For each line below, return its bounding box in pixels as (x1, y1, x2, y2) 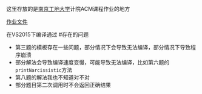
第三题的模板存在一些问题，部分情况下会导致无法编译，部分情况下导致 (15, 44, 191, 51)
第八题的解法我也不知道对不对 (15, 74, 90, 81)
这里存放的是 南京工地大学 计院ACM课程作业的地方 (6, 5, 130, 12)
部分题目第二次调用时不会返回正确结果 (15, 81, 111, 89)
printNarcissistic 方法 (15, 66, 73, 74)
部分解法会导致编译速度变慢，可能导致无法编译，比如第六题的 (15, 59, 170, 66)
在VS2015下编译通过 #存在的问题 (6, 31, 89, 38)
